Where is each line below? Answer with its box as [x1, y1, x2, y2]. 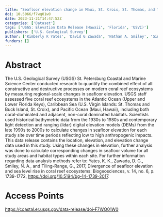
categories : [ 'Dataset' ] [5, 20, 55, 26]
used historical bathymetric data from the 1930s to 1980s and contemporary [5, 117, 157, 123]
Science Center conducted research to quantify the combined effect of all [5, 80, 153, 86]
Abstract [5, 59, 41, 70]
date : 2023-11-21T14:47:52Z [5, 16, 62, 21]
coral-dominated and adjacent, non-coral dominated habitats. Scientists [5, 111, 149, 117]
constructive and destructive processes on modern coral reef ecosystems [5, 86, 153, 92]
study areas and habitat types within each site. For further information [5, 153, 145, 158]
